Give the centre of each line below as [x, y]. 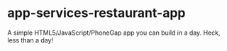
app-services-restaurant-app [96, 13]
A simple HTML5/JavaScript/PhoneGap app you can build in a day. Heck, [114, 33]
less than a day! [31, 40]
